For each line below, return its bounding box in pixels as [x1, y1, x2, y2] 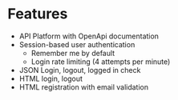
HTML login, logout [18, 74, 83, 83]
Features [7, 5, 68, 23]
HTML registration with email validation [18, 82, 149, 92]
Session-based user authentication [18, 39, 136, 49]
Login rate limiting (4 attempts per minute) [30, 57, 171, 66]
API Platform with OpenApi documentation [18, 31, 160, 41]
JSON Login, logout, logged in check [18, 65, 141, 74]
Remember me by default [30, 48, 115, 58]
